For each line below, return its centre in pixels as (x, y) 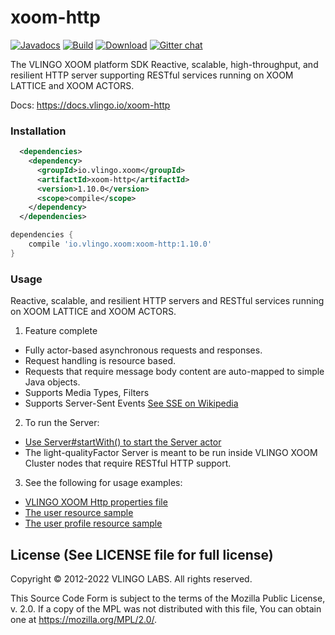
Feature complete (61, 331)
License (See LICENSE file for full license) (142, 554)
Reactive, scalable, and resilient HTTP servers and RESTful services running (167, 301)
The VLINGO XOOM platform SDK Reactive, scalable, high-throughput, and (164, 64)
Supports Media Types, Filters (87, 393)
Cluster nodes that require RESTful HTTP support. (128, 463)
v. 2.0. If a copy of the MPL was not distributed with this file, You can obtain (166, 608)
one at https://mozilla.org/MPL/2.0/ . (84, 619)
